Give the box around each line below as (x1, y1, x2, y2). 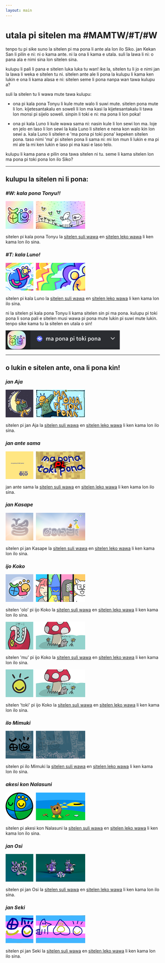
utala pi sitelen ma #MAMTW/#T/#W (5, 29, 158, 41)
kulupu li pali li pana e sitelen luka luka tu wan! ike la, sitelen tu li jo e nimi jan (5, 66, 160, 72)
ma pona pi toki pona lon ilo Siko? (5, 156, 73, 162)
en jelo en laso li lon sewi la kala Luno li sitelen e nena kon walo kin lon (12, 126, 155, 132)
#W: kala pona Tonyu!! (5, 190, 61, 197)
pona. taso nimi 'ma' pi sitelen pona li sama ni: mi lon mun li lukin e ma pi (12, 136, 159, 142)
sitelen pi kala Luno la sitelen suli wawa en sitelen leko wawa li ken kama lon (5, 295, 160, 301)
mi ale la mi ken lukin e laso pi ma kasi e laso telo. (12, 142, 113, 147)
